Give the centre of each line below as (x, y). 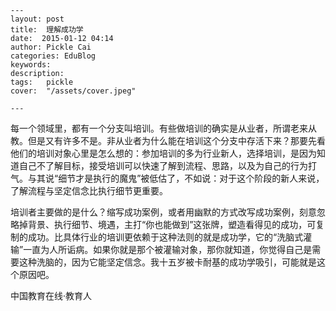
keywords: (31, 65)
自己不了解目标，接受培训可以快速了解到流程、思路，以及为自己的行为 (163, 165)
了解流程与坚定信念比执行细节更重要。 (89, 190)
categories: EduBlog (53, 56)
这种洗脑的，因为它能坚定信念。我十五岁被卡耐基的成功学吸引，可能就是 (167, 262)
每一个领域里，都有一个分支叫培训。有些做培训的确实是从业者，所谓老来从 (163, 128)
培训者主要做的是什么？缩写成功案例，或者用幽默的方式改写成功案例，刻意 (163, 212)
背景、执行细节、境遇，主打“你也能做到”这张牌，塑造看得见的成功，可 (172, 224)
